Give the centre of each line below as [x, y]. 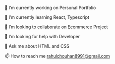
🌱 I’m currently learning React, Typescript [47, 17]
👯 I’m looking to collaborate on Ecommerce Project [56, 27]
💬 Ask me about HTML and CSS [37, 46]
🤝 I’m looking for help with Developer [42, 36]
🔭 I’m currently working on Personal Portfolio [50, 8]
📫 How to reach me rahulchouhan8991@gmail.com [57, 56]
